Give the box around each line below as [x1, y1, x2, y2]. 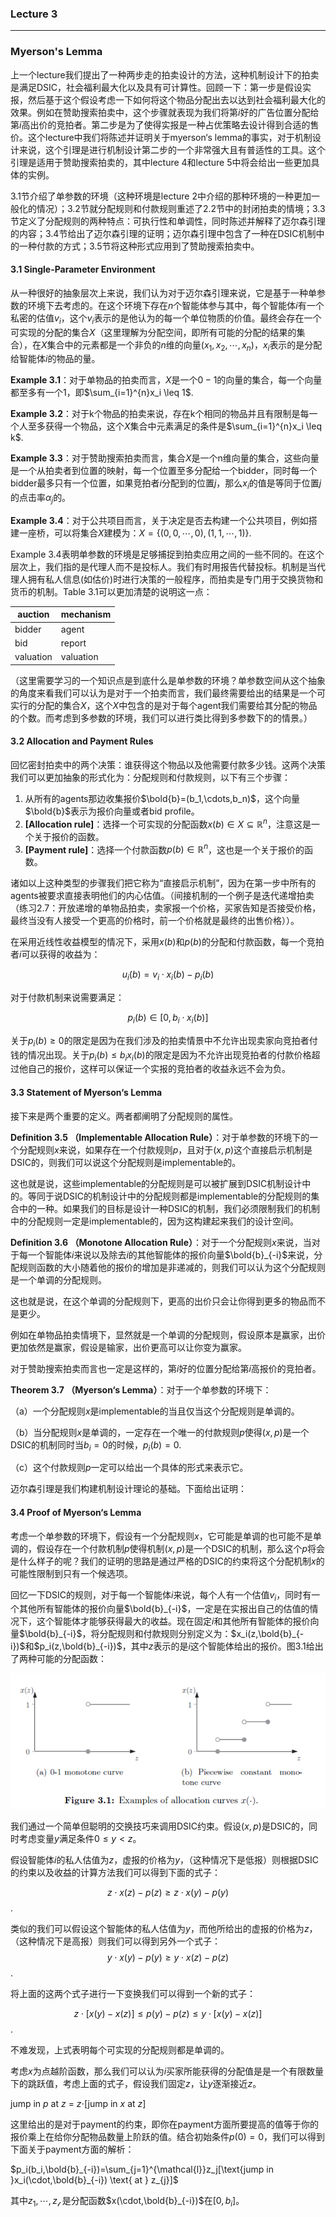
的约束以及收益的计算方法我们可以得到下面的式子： [10, 1867, 221, 1879]
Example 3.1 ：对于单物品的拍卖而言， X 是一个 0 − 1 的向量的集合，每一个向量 [10, 374, 323, 386]
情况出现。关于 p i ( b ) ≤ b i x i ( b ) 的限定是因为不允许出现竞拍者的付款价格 [27, 1048, 312, 1063]
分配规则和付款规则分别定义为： [99, 1628, 232, 1640]
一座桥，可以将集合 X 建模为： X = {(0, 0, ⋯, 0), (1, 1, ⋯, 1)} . [18, 527, 252, 539]
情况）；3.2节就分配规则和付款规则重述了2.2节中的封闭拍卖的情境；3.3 [36, 202, 326, 214]
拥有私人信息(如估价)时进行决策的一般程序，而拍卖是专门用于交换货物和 [27, 573, 324, 585]
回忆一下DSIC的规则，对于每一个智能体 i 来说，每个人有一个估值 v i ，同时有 [10, 1588, 312, 1603]
